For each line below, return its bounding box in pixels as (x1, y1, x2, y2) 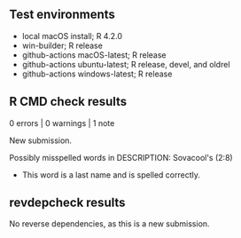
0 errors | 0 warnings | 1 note (9, 117, 115, 128)
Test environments (9, 7, 115, 22)
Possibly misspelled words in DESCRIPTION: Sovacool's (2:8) (9, 152, 233, 163)
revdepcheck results (9, 195, 126, 210)
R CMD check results (9, 94, 128, 109)
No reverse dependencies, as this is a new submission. (9, 218, 210, 229)
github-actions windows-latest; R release (21, 68, 173, 79)
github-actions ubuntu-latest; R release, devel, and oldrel (21, 59, 230, 69)
